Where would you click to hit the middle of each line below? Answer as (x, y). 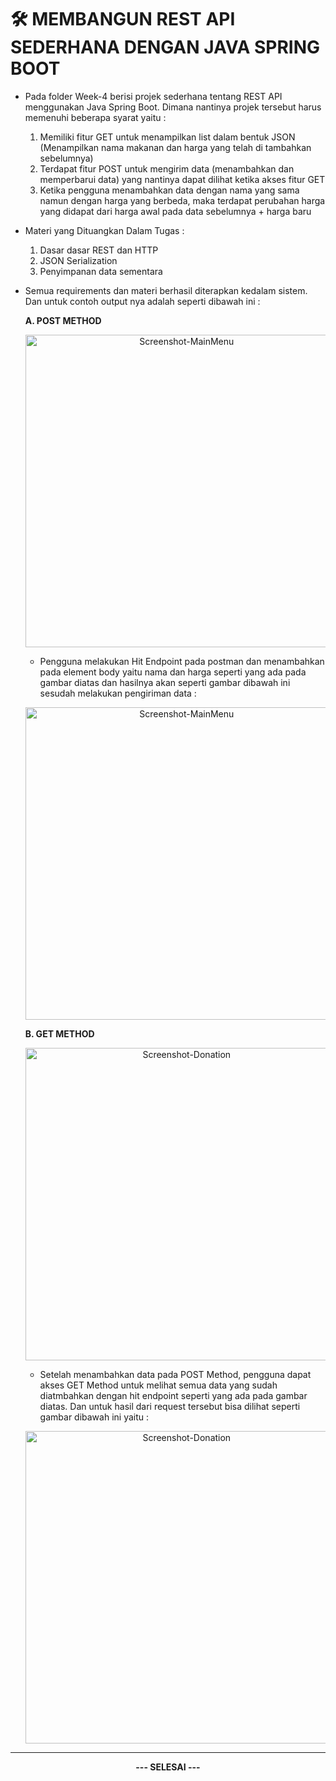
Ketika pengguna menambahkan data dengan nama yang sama (169, 190)
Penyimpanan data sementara (101, 271)
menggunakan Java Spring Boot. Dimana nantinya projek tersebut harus (173, 107)
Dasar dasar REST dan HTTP (99, 250)
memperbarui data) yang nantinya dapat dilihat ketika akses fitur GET (182, 179)
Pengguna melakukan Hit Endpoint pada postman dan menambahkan (182, 661)
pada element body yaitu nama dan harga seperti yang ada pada (173, 672)
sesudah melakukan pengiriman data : (118, 693)
